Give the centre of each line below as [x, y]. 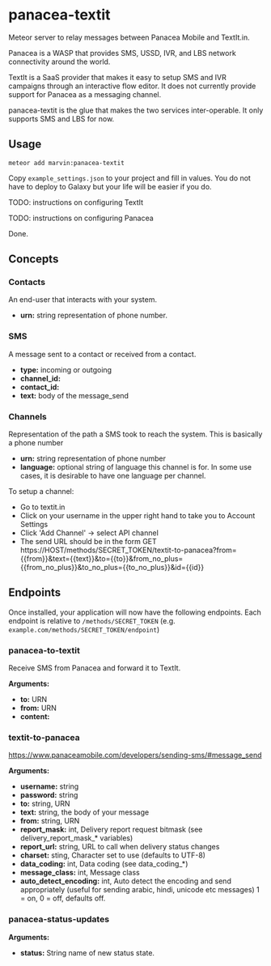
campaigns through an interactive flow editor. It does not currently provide [132, 86]
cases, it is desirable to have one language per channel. [113, 476]
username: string [49, 786]
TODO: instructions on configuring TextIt [76, 202]
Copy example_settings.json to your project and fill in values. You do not [129, 178]
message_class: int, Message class [80, 873]
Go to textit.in [42, 507]
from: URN [38, 708]
